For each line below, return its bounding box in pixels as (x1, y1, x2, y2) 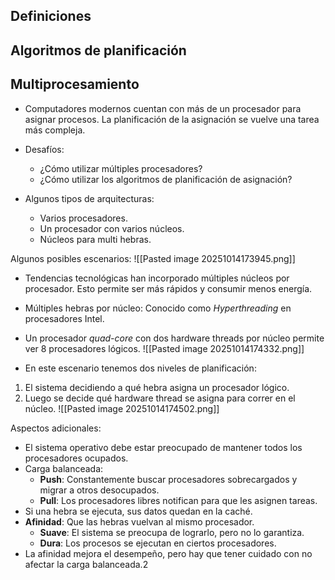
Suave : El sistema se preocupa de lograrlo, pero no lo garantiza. (39, 526, 305, 538)
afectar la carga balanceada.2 (24, 558, 149, 570)
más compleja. (24, 124, 86, 136)
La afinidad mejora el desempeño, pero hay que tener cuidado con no (24, 547, 313, 559)
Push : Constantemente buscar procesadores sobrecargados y (39, 473, 298, 485)
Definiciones (10, 8, 92, 25)
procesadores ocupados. (24, 452, 129, 464)
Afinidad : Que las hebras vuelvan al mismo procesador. (24, 515, 255, 528)
